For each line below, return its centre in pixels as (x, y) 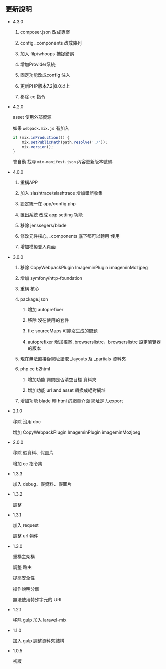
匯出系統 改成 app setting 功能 (51, 215)
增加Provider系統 (38, 64)
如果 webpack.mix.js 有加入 (41, 128)
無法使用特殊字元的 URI (37, 600)
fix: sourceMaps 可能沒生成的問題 (63, 331)
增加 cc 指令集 (27, 464)
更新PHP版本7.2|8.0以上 (45, 86)
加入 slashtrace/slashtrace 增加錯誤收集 (61, 193)
